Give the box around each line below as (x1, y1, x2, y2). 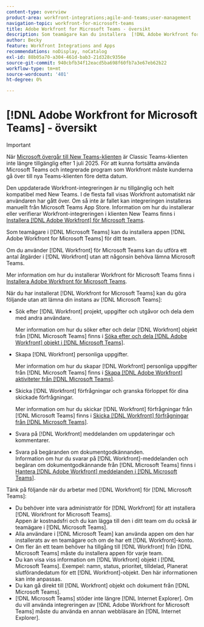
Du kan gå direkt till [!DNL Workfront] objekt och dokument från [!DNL (15, 582, 190, 589)
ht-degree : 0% (6, 77, 42, 83)
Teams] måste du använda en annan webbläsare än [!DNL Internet (15, 608, 181, 615)
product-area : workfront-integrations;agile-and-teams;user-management (6, 15, 191, 21)
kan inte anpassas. (15, 575, 63, 583)
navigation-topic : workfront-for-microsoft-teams (6, 20, 135, 26)
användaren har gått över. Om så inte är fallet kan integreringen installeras (6, 197, 192, 204)
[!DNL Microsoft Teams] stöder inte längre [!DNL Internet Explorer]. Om (15, 595, 193, 602)
